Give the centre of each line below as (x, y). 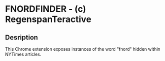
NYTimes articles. (23, 54)
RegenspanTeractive (48, 19)
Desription (22, 37)
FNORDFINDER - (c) (46, 9)
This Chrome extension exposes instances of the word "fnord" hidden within (83, 49)
